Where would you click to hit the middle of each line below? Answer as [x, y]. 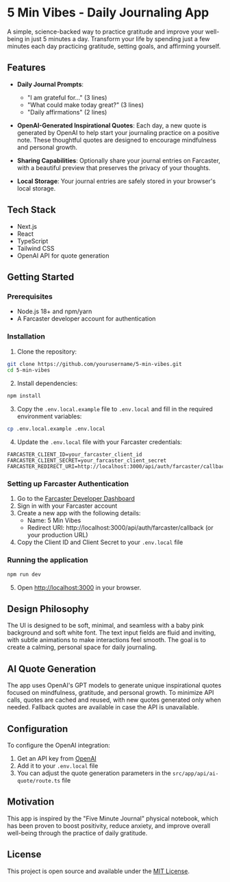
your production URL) [57, 535]
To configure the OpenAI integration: [59, 745]
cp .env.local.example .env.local [56, 429]
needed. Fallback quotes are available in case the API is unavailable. [103, 707]
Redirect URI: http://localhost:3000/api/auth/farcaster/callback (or [120, 528]
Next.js [27, 226]
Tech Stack [31, 210]
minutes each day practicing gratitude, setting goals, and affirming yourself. [114, 46]
